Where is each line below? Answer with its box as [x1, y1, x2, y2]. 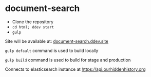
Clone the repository [12, 19, 54, 25]
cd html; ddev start [12, 25, 54, 29]
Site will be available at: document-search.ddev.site [5, 38, 109, 44]
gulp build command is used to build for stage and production [5, 57, 131, 63]
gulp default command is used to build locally [5, 48, 98, 53]
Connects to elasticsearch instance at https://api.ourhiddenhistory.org [5, 66, 146, 72]
